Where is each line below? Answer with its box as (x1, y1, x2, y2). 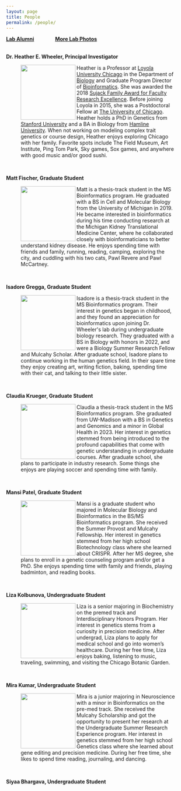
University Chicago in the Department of (76, 71, 174, 78)
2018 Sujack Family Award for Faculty (76, 89, 167, 97)
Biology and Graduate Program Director (76, 77, 172, 84)
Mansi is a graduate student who (76, 500, 155, 508)
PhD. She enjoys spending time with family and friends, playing (20, 563, 172, 570)
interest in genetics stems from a (76, 621, 156, 628)
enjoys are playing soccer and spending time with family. (20, 466, 158, 473)
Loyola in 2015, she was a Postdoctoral (76, 102, 170, 109)
